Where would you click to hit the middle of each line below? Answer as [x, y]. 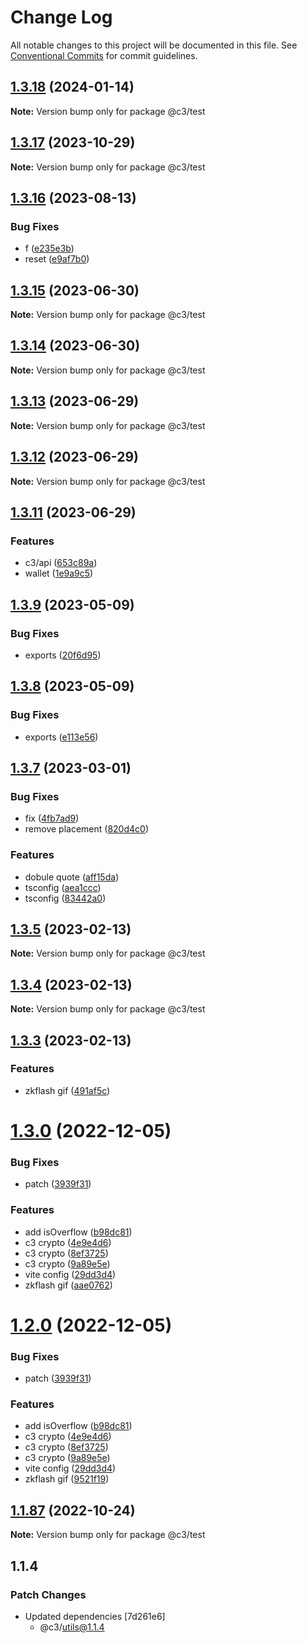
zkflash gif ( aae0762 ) [68, 1285]
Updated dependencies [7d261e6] [95, 1616]
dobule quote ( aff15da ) [72, 877]
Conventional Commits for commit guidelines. [104, 55]
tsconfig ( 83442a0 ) [65, 898]
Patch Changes [48, 1594]
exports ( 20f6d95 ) [63, 655]
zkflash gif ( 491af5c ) [67, 1090]
